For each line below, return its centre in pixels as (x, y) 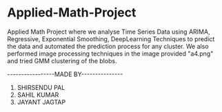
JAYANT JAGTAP (41, 102)
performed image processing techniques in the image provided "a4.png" (110, 54)
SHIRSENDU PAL (41, 87)
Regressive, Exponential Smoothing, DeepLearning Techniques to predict (111, 38)
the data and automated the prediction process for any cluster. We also (108, 46)
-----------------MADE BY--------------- (65, 74)
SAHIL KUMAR (38, 95)
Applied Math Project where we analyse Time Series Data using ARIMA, (109, 32)
